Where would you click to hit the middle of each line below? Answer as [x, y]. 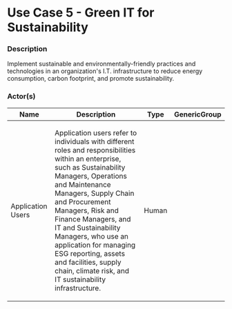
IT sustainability [80, 279]
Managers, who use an [92, 236]
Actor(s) [21, 97]
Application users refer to [96, 132]
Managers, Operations [91, 176]
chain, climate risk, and [92, 270]
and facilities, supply [88, 262]
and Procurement [83, 201]
